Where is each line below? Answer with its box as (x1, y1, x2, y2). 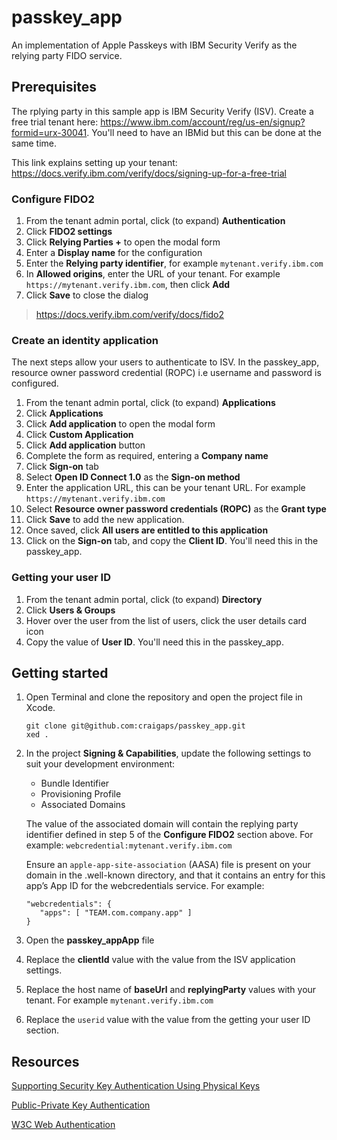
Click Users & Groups (25, 604, 116, 616)
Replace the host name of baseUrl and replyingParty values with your (25, 984, 317, 996)
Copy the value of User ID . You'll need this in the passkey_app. (25, 636, 284, 648)
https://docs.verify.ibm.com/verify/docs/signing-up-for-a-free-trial (11, 167, 288, 179)
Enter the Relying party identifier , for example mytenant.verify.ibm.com (25, 257, 324, 270)
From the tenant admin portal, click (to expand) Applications (25, 397, 276, 409)
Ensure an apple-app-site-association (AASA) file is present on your (25, 859, 311, 871)
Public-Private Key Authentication (11, 1099, 151, 1111)
